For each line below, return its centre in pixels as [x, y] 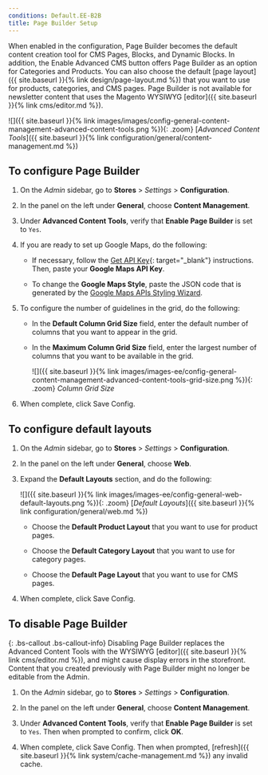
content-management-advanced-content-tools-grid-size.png [132, 380]
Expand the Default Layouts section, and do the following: [116, 479]
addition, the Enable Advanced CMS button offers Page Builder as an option [133, 63]
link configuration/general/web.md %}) [84, 512]
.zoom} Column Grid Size [73, 388]
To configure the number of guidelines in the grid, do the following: [130, 309]
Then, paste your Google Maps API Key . [98, 269]
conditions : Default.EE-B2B [55, 16]
